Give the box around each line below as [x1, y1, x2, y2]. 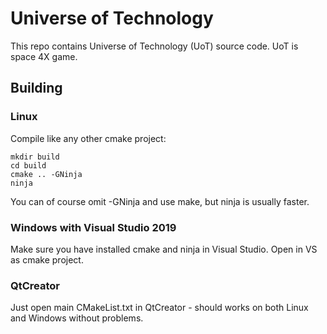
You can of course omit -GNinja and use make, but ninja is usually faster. [10, 195, 310, 207]
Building [10, 80, 63, 97]
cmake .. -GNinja [10, 169, 83, 179]
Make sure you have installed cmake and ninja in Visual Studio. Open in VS [10, 243, 318, 255]
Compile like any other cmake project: [10, 132, 167, 144]
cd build [10, 160, 47, 171]
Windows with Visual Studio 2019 [10, 220, 177, 234]
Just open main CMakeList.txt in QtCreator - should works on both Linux [10, 302, 309, 314]
